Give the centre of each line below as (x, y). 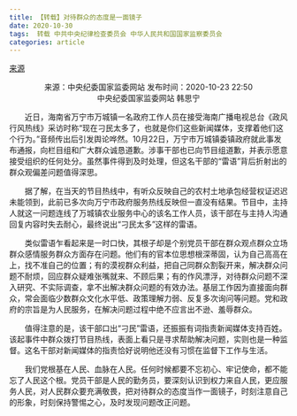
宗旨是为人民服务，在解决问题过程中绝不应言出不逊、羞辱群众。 (141, 310)
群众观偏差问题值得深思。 (56, 173)
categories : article (47, 42)
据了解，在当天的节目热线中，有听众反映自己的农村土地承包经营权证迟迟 (156, 191)
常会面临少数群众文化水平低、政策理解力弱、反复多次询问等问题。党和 (152, 298)
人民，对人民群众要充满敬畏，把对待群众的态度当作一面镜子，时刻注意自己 (152, 391)
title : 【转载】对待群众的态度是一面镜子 (76, 17)
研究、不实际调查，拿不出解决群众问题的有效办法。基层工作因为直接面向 (148, 288)
